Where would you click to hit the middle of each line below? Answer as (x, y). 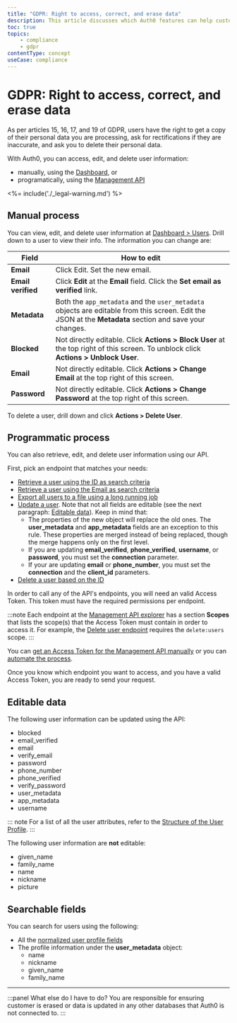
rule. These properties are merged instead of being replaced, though (128, 535)
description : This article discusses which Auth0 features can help (110, 21)
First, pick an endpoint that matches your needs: (78, 469)
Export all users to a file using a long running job (88, 497)
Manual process (43, 216)
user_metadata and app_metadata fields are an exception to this (123, 527)
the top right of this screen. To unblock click (128, 348)
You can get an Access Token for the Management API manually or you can (117, 651)
